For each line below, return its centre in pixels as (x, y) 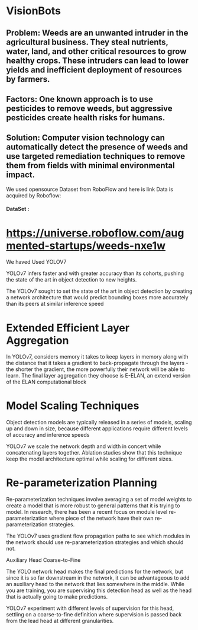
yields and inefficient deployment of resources (94, 70)
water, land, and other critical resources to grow (96, 51)
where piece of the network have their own (101, 518)
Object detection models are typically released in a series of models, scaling (99, 423)
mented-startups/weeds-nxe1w (86, 246)
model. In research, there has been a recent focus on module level (87, 512)
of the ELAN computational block (46, 382)
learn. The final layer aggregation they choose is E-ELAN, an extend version (98, 376)
